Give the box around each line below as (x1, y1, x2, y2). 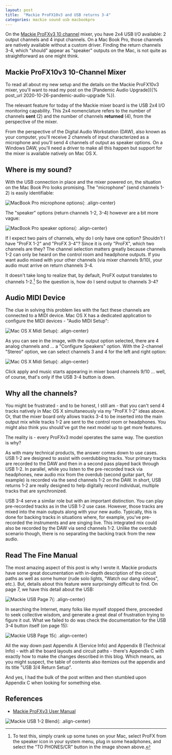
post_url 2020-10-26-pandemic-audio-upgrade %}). (5, 92, 116, 99)
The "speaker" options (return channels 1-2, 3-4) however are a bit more (5, 210, 159, 216)
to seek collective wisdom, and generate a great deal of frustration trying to (5, 612, 165, 618)
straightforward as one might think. (5, 53, 79, 59)
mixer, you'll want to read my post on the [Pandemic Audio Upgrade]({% (5, 87, 158, 93)
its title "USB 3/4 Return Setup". (5, 664, 73, 670)
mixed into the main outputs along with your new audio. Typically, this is (5, 509, 157, 515)
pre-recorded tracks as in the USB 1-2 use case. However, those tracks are (5, 504, 163, 510)
